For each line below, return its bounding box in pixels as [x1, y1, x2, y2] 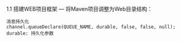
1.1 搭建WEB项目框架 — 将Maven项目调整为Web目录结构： [6, 5, 153, 12]
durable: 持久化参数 [6, 30, 54, 37]
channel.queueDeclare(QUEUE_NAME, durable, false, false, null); [6, 24, 176, 30]
